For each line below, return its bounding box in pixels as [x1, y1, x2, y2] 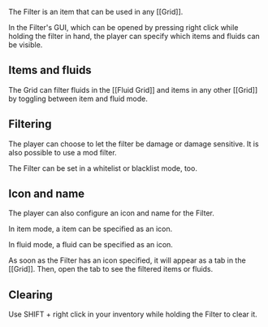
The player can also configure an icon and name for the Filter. [8, 208, 215, 218]
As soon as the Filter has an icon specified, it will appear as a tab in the [8, 255, 246, 265]
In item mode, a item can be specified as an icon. [8, 224, 173, 234]
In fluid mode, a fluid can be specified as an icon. [8, 240, 173, 250]
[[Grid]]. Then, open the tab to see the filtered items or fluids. [8, 264, 214, 274]
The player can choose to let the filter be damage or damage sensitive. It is [8, 138, 259, 149]
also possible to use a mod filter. [8, 147, 117, 157]
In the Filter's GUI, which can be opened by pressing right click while [8, 23, 239, 32]
